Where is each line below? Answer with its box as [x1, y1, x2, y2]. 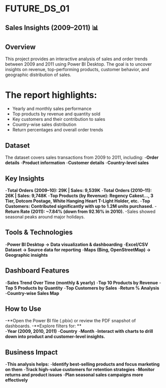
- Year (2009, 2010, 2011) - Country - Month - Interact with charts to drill [5, 328, 154, 334]
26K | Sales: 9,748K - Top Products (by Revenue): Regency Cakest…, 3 [5, 193, 154, 198]
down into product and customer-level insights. [5, 334, 106, 340]
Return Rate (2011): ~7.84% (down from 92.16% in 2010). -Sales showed [5, 208, 156, 214]
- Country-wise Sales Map [5, 290, 59, 296]
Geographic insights [5, 252, 48, 258]
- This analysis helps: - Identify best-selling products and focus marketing [5, 361, 160, 367]
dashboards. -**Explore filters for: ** [5, 323, 82, 329]
